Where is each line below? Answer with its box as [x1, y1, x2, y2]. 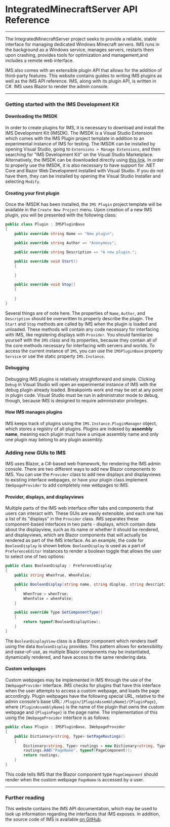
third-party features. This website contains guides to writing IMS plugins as [5, 72, 162, 79]
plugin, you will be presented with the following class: [5, 212, 117, 218]
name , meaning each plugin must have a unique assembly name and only [5, 431, 159, 437]
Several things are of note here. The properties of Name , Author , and [5, 310, 145, 316]
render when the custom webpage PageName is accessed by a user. [5, 776, 144, 782]
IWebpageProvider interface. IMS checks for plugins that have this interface [5, 683, 161, 688]
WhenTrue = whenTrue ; [23, 591, 69, 596]
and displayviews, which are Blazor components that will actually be [5, 532, 148, 538]
